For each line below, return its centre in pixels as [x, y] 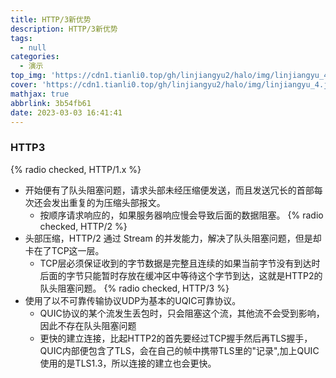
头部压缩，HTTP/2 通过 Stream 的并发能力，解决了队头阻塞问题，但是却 [173, 238]
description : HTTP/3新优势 [64, 29]
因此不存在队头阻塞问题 [88, 325]
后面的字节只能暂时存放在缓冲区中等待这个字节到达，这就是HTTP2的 [181, 275]
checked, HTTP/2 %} [83, 226]
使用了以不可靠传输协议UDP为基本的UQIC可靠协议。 [133, 300]
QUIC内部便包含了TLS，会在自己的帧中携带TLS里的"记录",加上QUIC [179, 350]
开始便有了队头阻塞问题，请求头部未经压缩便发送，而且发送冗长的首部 [169, 190]
